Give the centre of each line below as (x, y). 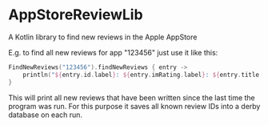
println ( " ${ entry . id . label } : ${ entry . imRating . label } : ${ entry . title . (143, 75)
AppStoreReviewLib (76, 15)
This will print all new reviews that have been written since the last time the (132, 97)
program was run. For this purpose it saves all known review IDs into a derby (134, 106)
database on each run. (45, 115)
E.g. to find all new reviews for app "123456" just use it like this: (113, 52)
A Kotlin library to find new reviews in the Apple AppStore (103, 37)
